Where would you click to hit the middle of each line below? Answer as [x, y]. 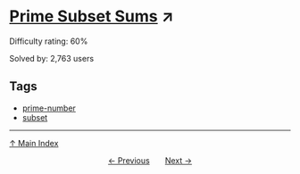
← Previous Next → [150, 160]
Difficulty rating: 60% [49, 41]
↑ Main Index [34, 143]
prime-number [49, 108]
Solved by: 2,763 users [52, 58]
